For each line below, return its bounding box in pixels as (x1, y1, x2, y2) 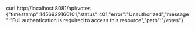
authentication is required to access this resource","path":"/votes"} (22, 17, 183, 23)
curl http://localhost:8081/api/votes (6, 5, 91, 11)
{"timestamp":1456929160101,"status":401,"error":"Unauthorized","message (6, 11, 189, 18)
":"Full (6, 17, 21, 23)
